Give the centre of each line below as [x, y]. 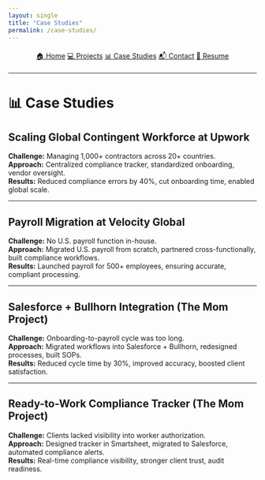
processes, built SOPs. [45, 355]
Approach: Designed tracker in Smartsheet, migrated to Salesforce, [118, 444]
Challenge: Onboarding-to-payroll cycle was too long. [96, 338]
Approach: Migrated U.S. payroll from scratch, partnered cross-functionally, [132, 249]
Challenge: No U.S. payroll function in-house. [82, 241]
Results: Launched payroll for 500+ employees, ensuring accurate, [117, 266]
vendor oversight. [37, 173]
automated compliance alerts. [56, 452]
